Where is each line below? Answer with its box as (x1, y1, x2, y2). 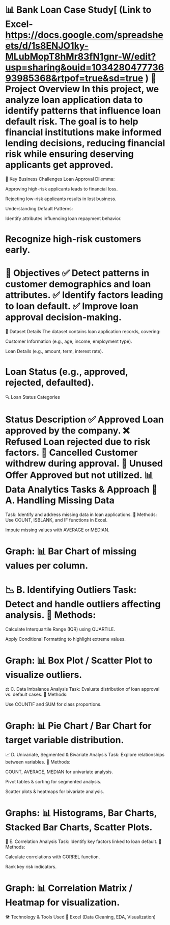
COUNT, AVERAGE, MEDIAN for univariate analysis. (5, 769, 114, 775)
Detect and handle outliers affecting (5, 598, 161, 610)
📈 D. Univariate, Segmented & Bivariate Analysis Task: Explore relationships (5, 751, 165, 757)
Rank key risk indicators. (5, 863, 57, 869)
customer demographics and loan (5, 279, 151, 290)
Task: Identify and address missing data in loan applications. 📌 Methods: (5, 511, 157, 518)
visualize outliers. (5, 669, 82, 681)
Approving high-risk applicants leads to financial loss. (5, 185, 118, 192)
